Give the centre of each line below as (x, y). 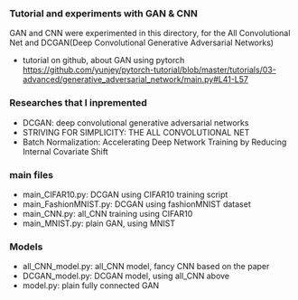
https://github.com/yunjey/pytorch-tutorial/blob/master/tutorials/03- (149, 70)
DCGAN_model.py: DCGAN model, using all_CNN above (126, 276)
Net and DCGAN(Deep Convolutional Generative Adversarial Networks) (141, 42)
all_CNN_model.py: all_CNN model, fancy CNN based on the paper (146, 267)
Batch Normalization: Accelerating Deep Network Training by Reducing (154, 142)
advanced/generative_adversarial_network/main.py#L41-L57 (135, 80)
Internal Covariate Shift (65, 151)
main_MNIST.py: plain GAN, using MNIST (99, 223)
